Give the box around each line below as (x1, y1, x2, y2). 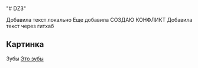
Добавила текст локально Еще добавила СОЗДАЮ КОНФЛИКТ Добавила (6, 16, 193, 23)
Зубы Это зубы (6, 55, 44, 62)
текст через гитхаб (6, 23, 54, 29)
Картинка (6, 39, 44, 49)
